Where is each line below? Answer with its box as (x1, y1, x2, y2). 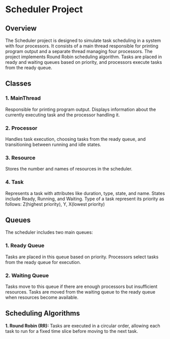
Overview (5, 24, 37, 33)
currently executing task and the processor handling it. (5, 111, 120, 118)
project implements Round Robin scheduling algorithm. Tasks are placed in (5, 54, 162, 60)
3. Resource (5, 154, 36, 161)
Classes (5, 79, 32, 88)
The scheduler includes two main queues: (5, 229, 93, 235)
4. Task (5, 179, 24, 186)
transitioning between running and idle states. (5, 141, 102, 148)
